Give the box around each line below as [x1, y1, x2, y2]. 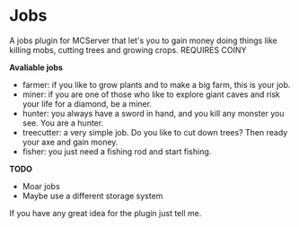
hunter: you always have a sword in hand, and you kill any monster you [22, 108, 285, 118]
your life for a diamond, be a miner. [22, 98, 153, 109]
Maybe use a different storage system [22, 190, 163, 201]
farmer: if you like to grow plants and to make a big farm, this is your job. [22, 79, 291, 90]
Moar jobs [22, 180, 60, 191]
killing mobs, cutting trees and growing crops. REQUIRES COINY [9, 44, 247, 55]
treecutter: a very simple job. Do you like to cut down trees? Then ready [22, 127, 288, 137]
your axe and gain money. [22, 136, 119, 147]
